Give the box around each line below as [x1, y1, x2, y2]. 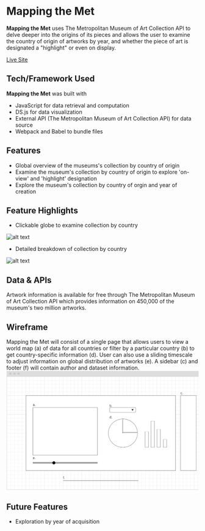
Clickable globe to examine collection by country [15, 221, 138, 229]
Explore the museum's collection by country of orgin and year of [15, 181, 178, 188]
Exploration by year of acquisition [15, 518, 100, 525]
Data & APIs [6, 275, 52, 285]
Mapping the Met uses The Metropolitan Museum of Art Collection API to [6, 24, 191, 32]
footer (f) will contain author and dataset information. [6, 364, 140, 371]
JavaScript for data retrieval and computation [15, 102, 129, 109]
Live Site [6, 56, 28, 63]
